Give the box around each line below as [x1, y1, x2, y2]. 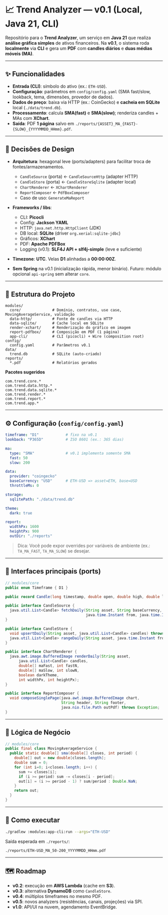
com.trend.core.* [5, 379, 41, 384]
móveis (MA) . [5, 51, 34, 57]
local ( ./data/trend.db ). [12, 104, 62, 110]
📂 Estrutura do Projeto [5, 290, 75, 298]
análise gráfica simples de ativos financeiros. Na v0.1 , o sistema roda [5, 40, 149, 46]
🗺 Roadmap [5, 867, 46, 875]
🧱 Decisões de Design [5, 145, 74, 153]
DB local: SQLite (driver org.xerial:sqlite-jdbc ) [19, 230, 121, 236]
